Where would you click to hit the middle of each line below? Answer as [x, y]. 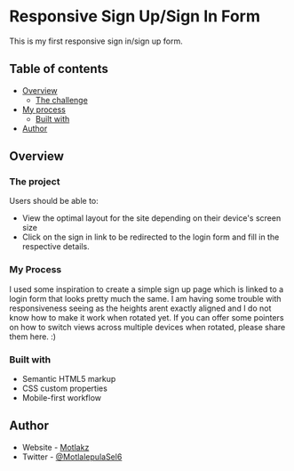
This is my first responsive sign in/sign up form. [96, 41]
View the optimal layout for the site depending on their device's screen [151, 218]
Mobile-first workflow [62, 398]
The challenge [62, 100]
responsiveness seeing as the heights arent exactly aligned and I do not [140, 308]
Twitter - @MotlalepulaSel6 [72, 457]
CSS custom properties [65, 388]
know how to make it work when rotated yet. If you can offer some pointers [147, 317]
